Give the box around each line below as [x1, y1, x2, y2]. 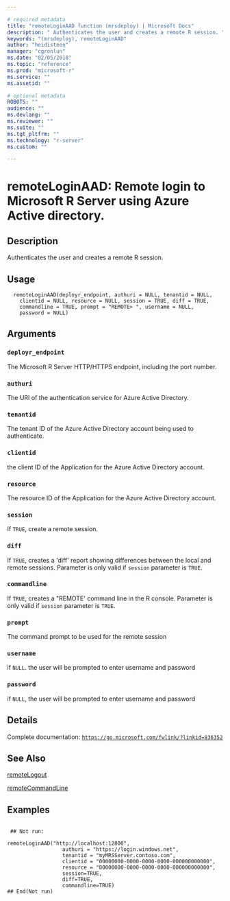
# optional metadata [7, 92, 66, 100]
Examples [7, 804, 50, 815]
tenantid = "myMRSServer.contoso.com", [62, 852, 176, 859]
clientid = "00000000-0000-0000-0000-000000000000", [62, 858, 216, 865]
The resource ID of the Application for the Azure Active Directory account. [7, 493, 216, 502]
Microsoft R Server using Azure [7, 194, 190, 209]
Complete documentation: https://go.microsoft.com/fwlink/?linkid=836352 [7, 732, 223, 741]
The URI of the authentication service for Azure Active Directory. [7, 394, 190, 402]
